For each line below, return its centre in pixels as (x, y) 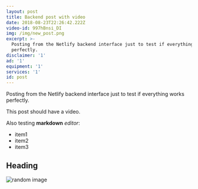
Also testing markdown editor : (43, 123)
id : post (17, 77)
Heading (22, 165)
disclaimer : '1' (26, 55)
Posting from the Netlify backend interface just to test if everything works (95, 94)
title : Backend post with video (46, 17)
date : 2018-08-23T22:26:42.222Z (46, 22)
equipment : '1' (25, 66)
